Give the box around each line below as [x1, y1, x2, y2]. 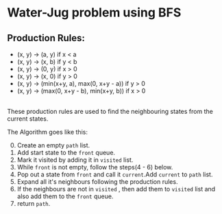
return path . [16, 200, 51, 207]
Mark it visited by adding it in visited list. [16, 156, 134, 164]
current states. [7, 115, 49, 123]
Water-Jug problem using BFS [7, 5, 182, 21]
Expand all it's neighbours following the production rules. [16, 178, 178, 186]
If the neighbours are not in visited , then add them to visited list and [16, 185, 216, 193]
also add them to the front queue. [16, 192, 114, 200]
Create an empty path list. [16, 141, 90, 149]
